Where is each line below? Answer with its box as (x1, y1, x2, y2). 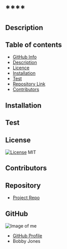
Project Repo (12, 195, 40, 201)
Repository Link (12, 81, 46, 87)
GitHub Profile (12, 233, 42, 239)
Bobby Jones (12, 238, 41, 244)
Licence (12, 65, 29, 71)
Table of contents (5, 40, 62, 49)
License (5, 136, 31, 144)
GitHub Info (12, 54, 37, 60)
